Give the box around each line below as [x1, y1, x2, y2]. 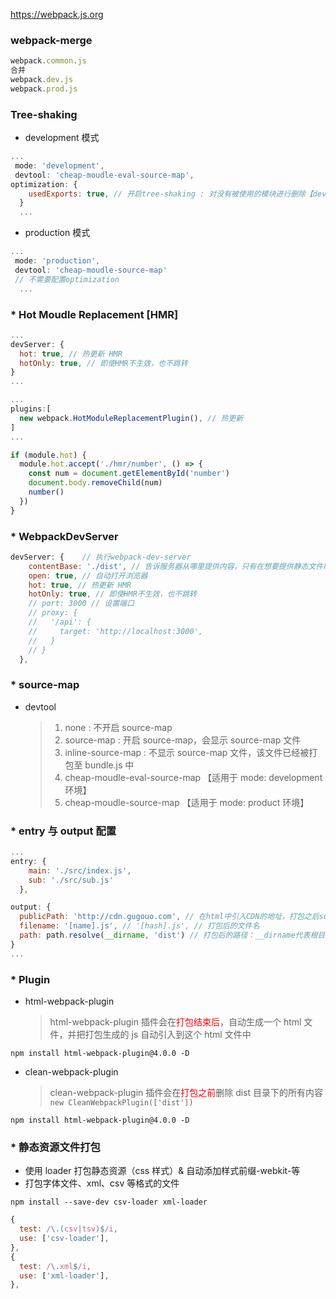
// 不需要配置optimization [14, 274, 120, 284]
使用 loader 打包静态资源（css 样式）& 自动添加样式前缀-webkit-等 [24, 1165, 301, 1177]
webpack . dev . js [10, 75, 74, 85]
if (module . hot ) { [10, 450, 87, 460]
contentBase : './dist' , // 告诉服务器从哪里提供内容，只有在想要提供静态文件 [28, 561, 324, 571]
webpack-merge [10, 33, 93, 47]
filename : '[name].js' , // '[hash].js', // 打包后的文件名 [19, 921, 260, 931]
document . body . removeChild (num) [28, 478, 163, 488]
